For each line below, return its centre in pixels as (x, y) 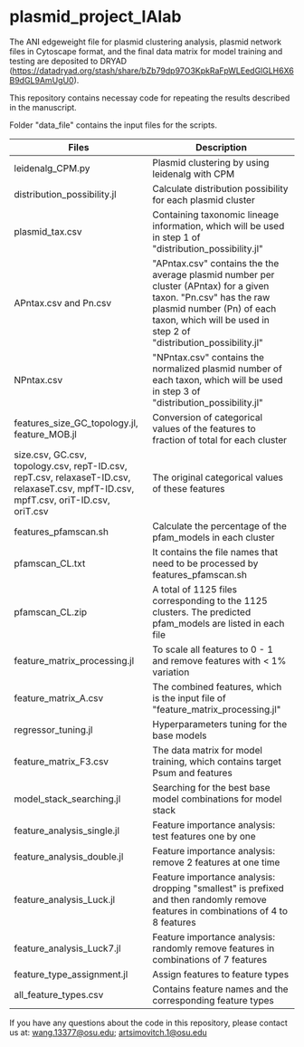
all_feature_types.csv (59, 994)
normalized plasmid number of (217, 369)
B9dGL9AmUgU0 (42, 80)
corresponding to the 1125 (210, 600)
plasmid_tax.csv (48, 231)
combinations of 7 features (210, 959)
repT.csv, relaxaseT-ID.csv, (72, 477)
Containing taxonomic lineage (215, 215)
